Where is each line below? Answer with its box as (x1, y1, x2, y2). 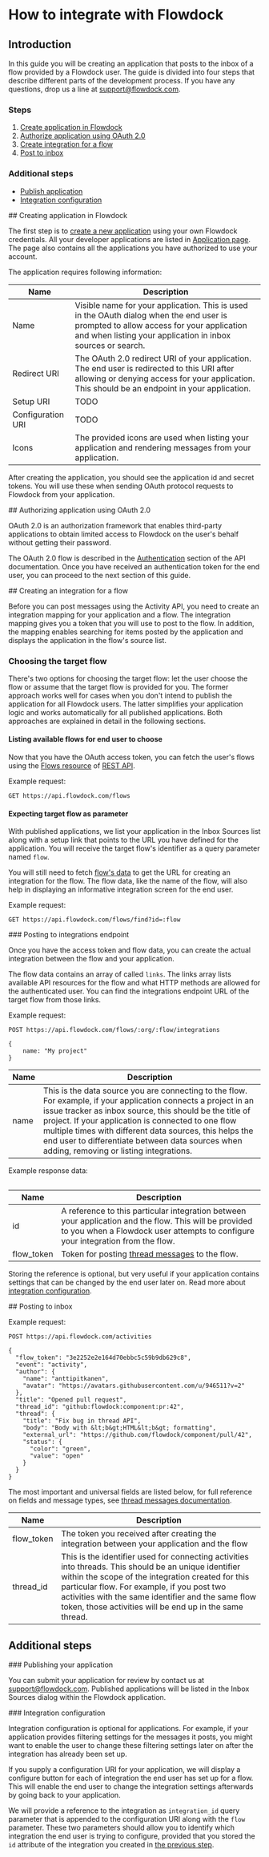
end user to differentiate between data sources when (42, 1135, 243, 1147)
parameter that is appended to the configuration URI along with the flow (8, 1815, 246, 1824)
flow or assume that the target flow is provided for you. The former (8, 682, 229, 691)
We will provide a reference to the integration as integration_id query (8, 1806, 240, 1815)
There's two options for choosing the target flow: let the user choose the (8, 674, 248, 683)
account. (8, 251, 38, 261)
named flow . (8, 852, 50, 862)
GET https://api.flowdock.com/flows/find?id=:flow (8, 916, 181, 924)
